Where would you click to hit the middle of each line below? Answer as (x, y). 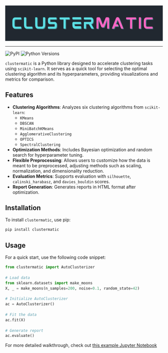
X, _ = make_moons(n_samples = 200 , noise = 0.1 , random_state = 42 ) (72, 288)
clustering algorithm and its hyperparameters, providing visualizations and (82, 74)
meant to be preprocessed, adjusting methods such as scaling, (77, 165)
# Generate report (24, 330)
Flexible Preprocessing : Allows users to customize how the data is (81, 160)
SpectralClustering (40, 145)
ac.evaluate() (20, 336)
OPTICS (27, 139)
